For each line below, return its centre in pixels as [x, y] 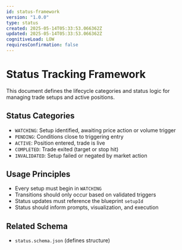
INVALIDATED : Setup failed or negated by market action [81, 155]
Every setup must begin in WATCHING [58, 189]
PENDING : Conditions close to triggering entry [69, 136]
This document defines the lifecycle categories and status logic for [88, 90]
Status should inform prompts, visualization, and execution [87, 207]
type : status [22, 23]
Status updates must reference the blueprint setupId [79, 201]
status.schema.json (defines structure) [62, 240]
